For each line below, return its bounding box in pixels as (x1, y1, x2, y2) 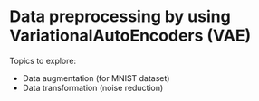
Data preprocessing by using (9, 6, 231, 27)
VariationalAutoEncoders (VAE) (9, 25, 252, 46)
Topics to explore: (9, 55, 77, 66)
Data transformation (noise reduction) (22, 82, 164, 93)
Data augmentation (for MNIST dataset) (22, 72, 170, 83)
